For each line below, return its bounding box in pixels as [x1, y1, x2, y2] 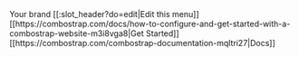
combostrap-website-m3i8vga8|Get [9, 28, 145, 39]
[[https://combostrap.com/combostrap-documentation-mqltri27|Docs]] [9, 38, 276, 48]
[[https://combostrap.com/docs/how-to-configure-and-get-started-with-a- [9, 18, 291, 29]
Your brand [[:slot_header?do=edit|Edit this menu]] [9, 9, 199, 19]
